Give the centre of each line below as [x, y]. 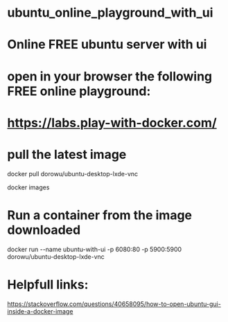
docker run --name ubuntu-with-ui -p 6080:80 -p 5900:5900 [95, 249]
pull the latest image [67, 154]
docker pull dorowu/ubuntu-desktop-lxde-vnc [73, 173]
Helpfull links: [48, 284]
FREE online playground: [79, 91]
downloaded [44, 230]
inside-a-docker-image [40, 311]
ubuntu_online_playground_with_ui [110, 13]
